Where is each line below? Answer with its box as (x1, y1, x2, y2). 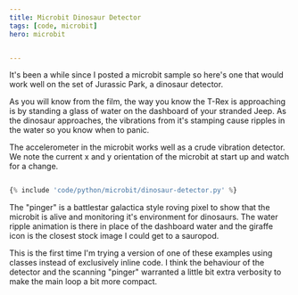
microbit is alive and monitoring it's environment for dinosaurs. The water (9, 211, 278, 223)
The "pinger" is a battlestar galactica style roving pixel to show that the (9, 202, 270, 213)
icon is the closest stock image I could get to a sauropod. (9, 231, 219, 242)
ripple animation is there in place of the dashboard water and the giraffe (9, 221, 274, 232)
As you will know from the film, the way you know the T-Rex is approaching (9, 96, 286, 107)
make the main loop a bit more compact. (9, 276, 158, 287)
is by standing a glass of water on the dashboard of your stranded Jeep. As (9, 106, 287, 117)
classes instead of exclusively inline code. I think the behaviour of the (9, 258, 265, 268)
